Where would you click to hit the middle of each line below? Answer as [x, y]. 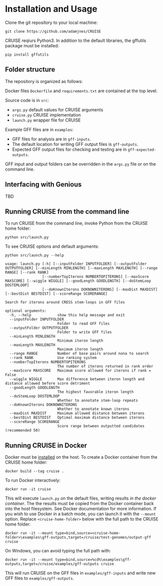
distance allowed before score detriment [48, 384]
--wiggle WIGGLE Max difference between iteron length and [77, 379]
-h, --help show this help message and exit [67, 315]
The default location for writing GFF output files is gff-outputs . [75, 144]
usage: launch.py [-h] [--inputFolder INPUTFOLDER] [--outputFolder [76, 264]
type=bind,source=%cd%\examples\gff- [93, 560]
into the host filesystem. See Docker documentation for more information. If [81, 509]
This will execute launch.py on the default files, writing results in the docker [81, 498]
